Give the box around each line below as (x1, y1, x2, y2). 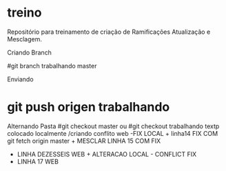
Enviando (7, 74, 34, 83)
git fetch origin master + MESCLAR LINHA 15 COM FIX (7, 137, 161, 145)
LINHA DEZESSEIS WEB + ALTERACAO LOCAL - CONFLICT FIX (17, 150, 197, 158)
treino (7, 5, 42, 21)
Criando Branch (7, 48, 52, 57)
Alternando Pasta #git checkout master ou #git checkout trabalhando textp (7, 122, 220, 130)
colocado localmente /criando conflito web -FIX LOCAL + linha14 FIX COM (7, 129, 218, 137)
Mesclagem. (7, 34, 43, 43)
